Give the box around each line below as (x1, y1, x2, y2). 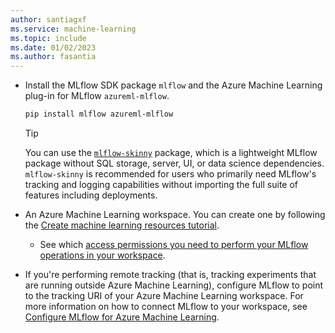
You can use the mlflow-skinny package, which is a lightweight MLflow (24, 147, 318, 158)
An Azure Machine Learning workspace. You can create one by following (24, 209, 326, 220)
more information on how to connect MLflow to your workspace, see (24, 301, 308, 312)
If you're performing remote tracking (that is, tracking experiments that (24, 269, 317, 280)
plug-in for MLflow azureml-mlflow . (24, 90, 170, 102)
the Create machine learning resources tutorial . (24, 219, 220, 231)
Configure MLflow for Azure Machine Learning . (24, 311, 220, 323)
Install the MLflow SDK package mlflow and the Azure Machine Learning (24, 79, 323, 91)
